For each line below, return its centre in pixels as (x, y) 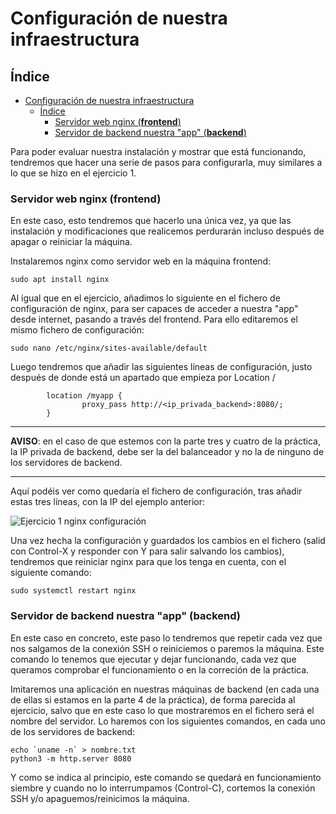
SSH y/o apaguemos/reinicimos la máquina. (100, 798)
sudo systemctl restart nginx (73, 591)
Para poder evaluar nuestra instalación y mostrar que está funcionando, (158, 151)
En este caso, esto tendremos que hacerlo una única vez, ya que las (151, 221)
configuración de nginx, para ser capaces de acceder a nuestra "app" (154, 309)
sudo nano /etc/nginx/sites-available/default (109, 348)
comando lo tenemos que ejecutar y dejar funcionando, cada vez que (153, 659)
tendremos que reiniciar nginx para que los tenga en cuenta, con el (148, 562)
